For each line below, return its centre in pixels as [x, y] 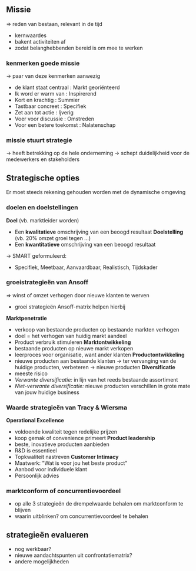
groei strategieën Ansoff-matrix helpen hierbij [70, 307]
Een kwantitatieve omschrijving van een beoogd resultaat [85, 244]
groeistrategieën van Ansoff [47, 283]
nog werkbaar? [33, 549]
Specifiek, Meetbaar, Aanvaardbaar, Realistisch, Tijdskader [86, 267]
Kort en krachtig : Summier [47, 100]
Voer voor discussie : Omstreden [54, 119]
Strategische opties [43, 178]
